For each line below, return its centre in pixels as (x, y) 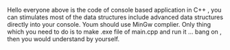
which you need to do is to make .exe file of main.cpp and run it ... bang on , (114, 32)
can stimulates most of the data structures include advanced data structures (115, 17)
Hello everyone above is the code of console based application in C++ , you (114, 10)
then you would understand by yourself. (64, 39)
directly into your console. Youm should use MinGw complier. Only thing (109, 24)
